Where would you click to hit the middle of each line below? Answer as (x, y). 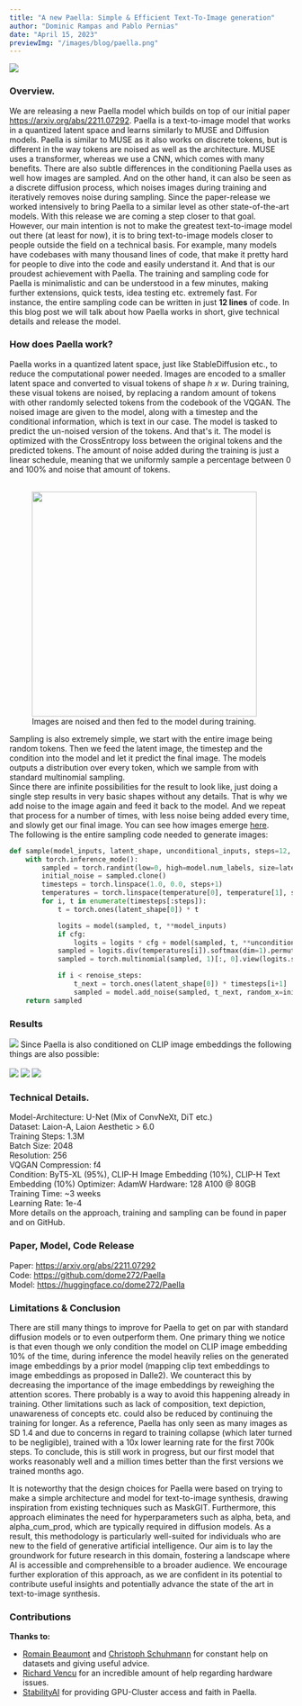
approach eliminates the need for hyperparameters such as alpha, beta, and (150, 1517)
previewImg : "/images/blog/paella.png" (84, 43)
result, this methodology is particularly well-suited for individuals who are (145, 1536)
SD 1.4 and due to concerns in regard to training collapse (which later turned (151, 1432)
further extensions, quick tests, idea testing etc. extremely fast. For (133, 293)
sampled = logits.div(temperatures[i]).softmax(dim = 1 (160, 951)
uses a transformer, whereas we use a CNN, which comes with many (137, 158)
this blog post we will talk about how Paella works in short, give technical (145, 311)
